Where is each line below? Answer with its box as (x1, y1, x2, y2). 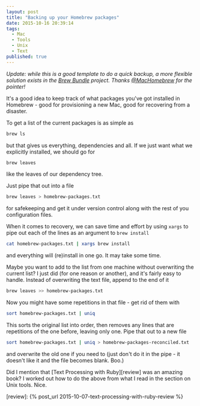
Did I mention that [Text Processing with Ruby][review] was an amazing (6, 368, 183, 375)
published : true (6, 54, 47, 60)
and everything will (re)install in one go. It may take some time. (6, 252, 162, 259)
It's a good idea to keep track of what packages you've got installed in (6, 95, 180, 102)
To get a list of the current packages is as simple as (6, 119, 134, 126)
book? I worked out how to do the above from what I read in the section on (6, 375, 191, 382)
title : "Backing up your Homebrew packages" (6, 14, 120, 20)
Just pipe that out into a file (6, 182, 74, 190)
